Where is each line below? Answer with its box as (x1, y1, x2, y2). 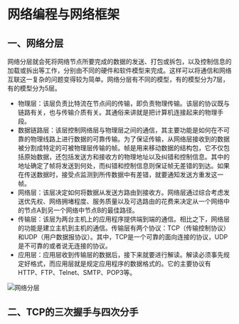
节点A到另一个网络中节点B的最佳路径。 (23, 206, 139, 214)
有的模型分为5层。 (7, 84, 62, 93)
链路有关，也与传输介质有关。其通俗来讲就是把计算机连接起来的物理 (17, 108, 218, 116)
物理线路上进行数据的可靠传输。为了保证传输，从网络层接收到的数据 (30, 135, 230, 143)
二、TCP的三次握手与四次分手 (7, 306, 139, 318)
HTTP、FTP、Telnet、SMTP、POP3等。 (17, 268, 137, 276)
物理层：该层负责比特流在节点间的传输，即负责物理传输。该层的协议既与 (17, 99, 230, 108)
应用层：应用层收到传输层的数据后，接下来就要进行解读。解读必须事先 (17, 251, 224, 258)
